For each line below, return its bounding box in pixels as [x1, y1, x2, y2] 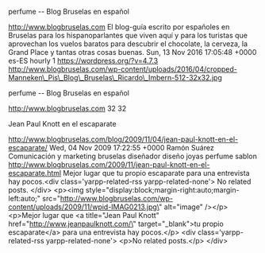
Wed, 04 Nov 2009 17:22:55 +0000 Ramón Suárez [48, 143, 214, 152]
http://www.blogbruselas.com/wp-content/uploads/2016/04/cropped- [8, 64, 238, 74]
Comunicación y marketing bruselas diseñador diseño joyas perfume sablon [8, 151, 258, 161]
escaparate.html [8, 169, 62, 177]
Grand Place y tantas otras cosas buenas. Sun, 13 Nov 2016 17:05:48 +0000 [8, 48, 257, 56]
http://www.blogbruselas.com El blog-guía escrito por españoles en [8, 22, 230, 31]
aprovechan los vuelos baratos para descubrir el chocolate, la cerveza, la [8, 39, 248, 49]
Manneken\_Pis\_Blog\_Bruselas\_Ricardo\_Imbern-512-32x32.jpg [8, 73, 222, 82]
